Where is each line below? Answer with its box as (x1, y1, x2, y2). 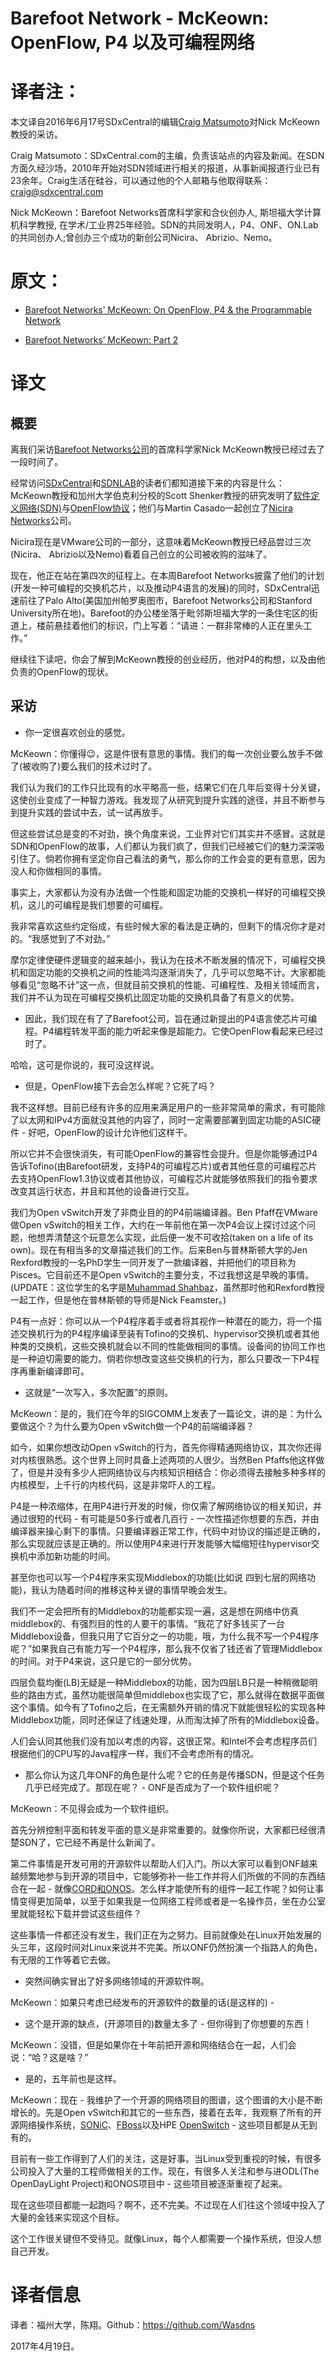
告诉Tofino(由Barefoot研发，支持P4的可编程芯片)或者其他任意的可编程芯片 (10, 1160, 318, 1172)
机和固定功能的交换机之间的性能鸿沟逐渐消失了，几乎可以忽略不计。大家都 (10, 966, 317, 978)
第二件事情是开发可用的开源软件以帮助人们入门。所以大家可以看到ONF (10, 1857, 301, 1869)
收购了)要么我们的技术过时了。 (31, 760, 158, 772)
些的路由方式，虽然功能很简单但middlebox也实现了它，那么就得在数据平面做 (10, 1688, 325, 1701)
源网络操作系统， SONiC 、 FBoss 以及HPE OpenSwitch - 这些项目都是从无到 (10, 2118, 318, 2131)
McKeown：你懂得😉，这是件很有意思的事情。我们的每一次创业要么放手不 (10, 747, 315, 759)
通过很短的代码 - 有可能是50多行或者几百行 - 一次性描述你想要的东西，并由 (10, 1512, 320, 1524)
